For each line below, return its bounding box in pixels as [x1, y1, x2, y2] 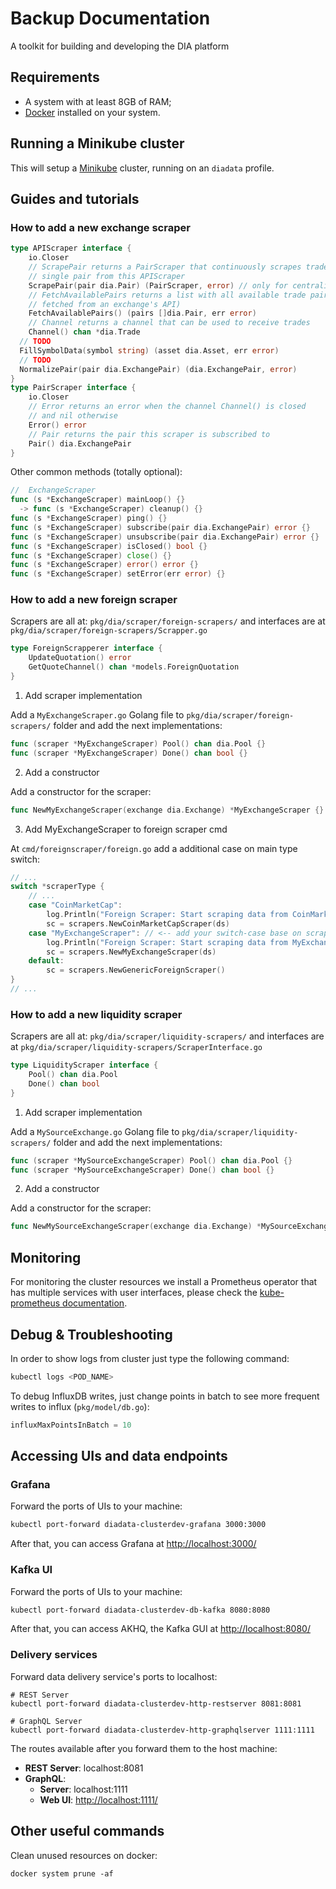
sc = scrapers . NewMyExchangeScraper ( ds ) [46, 947, 217, 957]
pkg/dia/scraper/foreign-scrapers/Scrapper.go [10, 626, 208, 636]
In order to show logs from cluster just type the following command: [10, 1352, 290, 1364]
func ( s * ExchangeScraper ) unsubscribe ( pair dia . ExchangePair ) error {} [10, 532, 320, 542]
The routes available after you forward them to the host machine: [10, 1742, 278, 1754]
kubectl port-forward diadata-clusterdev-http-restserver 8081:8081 [10, 1698, 302, 1709]
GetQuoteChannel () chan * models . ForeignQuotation [28, 662, 240, 672]
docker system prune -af [10, 1868, 114, 1879]
